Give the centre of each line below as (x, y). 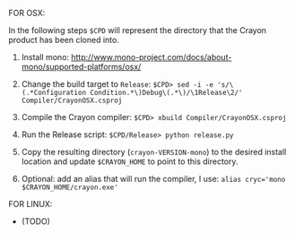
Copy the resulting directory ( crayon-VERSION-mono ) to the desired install (154, 152)
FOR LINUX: (30, 204)
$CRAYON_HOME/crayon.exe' (69, 187)
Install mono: (45, 57)
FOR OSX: (27, 13)
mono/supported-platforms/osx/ (81, 67)
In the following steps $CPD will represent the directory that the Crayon (137, 30)
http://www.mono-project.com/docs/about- (151, 57)
